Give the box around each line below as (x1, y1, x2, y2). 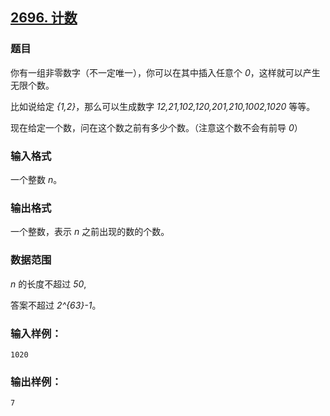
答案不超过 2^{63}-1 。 (10, 299, 102, 311)
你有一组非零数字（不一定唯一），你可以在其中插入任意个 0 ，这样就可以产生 (10, 66, 321, 78)
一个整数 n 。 (10, 173, 63, 185)
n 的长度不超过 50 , (10, 278, 87, 290)
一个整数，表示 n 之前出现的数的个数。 (10, 226, 170, 238)
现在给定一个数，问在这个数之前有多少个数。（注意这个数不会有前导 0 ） (10, 121, 303, 133)
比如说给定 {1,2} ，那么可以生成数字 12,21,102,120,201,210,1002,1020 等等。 (10, 100, 316, 112)
